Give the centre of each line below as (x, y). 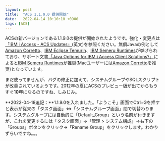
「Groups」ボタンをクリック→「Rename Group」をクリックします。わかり (82, 127)
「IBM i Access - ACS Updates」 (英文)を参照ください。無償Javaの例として (82, 45)
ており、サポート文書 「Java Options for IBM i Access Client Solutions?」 (80, 57)
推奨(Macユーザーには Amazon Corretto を (110, 63)
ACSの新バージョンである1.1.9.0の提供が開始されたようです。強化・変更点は (82, 38)
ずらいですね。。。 (23, 134)
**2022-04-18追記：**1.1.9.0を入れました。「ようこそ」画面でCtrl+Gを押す (82, 102)
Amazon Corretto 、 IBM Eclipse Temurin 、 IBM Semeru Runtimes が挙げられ (81, 50)
